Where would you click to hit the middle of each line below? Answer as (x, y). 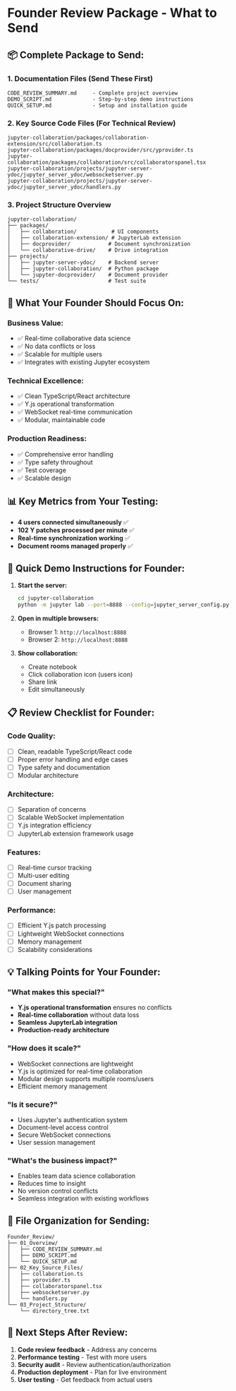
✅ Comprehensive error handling (66, 454)
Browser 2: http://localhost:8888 (78, 639)
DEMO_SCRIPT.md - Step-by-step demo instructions (100, 99)
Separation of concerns (52, 809)
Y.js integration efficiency (54, 825)
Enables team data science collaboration (76, 1176)
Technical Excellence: (46, 381)
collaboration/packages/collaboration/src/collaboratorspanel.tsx (107, 163)
